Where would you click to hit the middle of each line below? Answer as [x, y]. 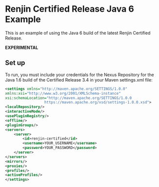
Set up [15, 63]
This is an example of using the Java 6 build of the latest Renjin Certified [78, 33]
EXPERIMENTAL [22, 47]
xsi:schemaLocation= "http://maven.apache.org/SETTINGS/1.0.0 [69, 98]
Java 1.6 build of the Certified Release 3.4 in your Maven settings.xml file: [79, 80]
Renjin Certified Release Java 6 [70, 9]
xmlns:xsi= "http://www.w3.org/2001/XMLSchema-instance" [63, 93]
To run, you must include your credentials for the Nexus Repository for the [80, 75]
